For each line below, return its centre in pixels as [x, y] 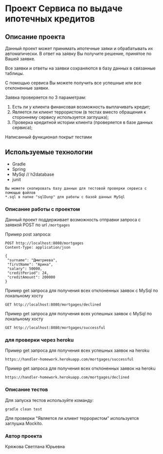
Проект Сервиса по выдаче [64, 9]
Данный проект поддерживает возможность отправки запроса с [73, 220]
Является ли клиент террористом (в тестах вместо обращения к [79, 112]
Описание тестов [27, 390]
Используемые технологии [49, 152]
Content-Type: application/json [38, 248]
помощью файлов [20, 193]
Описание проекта [35, 37]
